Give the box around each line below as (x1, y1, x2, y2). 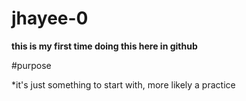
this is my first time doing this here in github (11, 40, 198, 52)
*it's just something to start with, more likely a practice (11, 78, 236, 91)
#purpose (11, 59, 52, 71)
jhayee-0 (11, 7, 89, 30)
